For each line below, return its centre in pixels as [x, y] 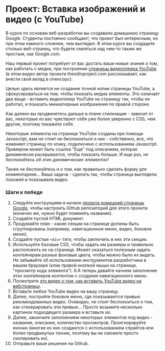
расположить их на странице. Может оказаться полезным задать [82, 250]
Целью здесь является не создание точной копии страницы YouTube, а [80, 88]
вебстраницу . [27, 286]
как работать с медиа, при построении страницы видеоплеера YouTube [81, 68]
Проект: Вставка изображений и [76, 9]
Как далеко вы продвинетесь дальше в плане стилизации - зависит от [80, 113]
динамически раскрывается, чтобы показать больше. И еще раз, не [77, 154]
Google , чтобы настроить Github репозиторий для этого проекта [80, 208]
